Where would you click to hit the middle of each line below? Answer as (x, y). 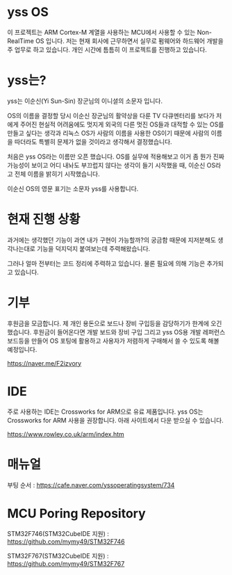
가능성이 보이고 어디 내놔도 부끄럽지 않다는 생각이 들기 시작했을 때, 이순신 (106, 165)
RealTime (21, 41)
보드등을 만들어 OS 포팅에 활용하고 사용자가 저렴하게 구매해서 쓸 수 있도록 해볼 (114, 341)
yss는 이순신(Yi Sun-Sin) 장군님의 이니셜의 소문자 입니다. (85, 101)
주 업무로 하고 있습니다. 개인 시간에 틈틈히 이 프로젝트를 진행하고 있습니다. (107, 49)
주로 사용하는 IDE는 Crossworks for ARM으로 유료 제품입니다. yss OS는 (105, 412)
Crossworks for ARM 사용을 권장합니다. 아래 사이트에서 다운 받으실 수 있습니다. (115, 420)
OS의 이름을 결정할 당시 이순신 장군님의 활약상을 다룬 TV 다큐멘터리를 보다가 (111, 115)
